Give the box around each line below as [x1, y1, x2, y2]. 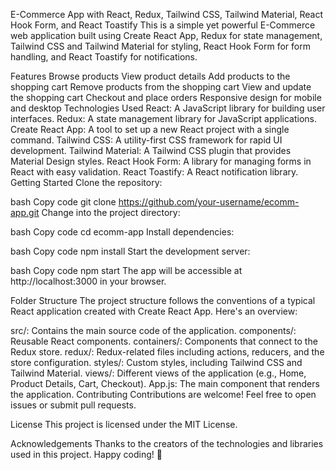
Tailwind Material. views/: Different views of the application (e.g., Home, [10, 367, 307, 379]
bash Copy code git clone [10, 196, 117, 208]
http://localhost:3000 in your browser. [10, 275, 167, 287]
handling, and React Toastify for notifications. [10, 51, 198, 63]
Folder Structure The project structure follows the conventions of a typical [10, 295, 316, 306]
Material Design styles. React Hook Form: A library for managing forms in [10, 155, 312, 167]
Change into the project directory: [41, 207, 181, 218]
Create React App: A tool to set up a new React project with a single [10, 124, 290, 135]
